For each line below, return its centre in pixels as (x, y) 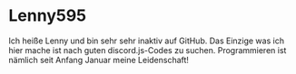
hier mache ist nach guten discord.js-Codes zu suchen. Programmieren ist (148, 50)
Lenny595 (48, 16)
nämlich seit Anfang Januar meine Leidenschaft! (99, 60)
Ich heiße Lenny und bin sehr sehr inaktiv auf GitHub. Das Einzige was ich (147, 41)
